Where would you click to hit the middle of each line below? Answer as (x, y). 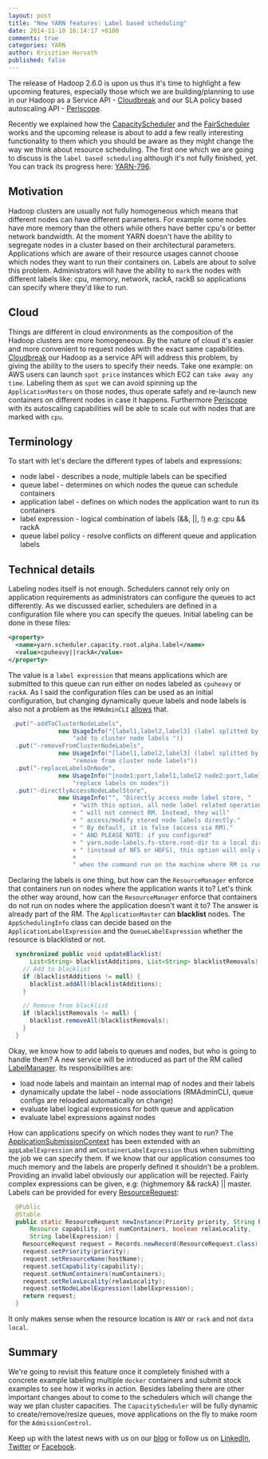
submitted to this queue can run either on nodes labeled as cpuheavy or (125, 684)
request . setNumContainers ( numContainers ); (94, 1274)
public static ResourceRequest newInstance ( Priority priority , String (135, 1222)
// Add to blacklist (57, 969)
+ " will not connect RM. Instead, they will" (151, 813)
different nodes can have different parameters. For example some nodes (127, 219)
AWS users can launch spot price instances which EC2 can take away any (131, 374)
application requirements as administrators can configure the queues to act (132, 597)
